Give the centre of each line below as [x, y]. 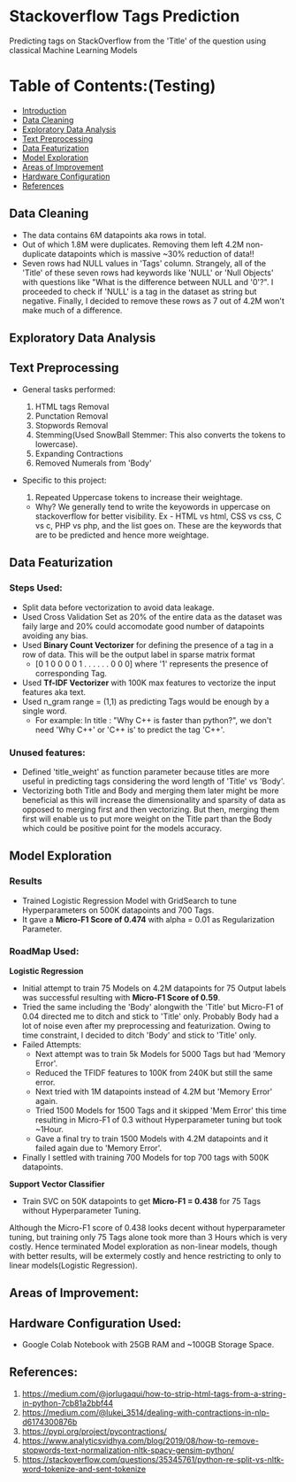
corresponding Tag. [71, 673]
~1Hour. [49, 1129]
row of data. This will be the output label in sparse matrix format [138, 654]
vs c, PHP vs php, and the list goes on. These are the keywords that [158, 525]
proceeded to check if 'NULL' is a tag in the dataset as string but [139, 291]
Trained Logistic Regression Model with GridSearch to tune [129, 900]
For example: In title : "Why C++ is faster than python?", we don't [153, 720]
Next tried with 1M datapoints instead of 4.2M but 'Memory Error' [154, 1092]
